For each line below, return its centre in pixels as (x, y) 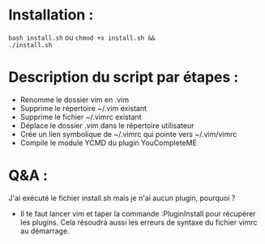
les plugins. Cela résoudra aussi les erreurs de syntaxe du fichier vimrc (139, 222)
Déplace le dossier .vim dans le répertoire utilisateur (107, 125)
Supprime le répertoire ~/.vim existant (83, 108)
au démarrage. (45, 231)
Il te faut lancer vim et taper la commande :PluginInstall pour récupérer (138, 213)
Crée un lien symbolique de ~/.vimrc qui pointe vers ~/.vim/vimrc (128, 134)
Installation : (51, 15)
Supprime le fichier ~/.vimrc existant (81, 117)
